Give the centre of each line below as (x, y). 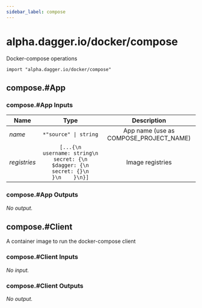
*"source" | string (71, 134)
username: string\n (71, 153)
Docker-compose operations (42, 58)
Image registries (149, 162)
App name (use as (149, 131)
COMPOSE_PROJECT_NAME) (149, 138)
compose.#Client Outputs (45, 286)
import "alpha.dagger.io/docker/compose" (59, 69)
